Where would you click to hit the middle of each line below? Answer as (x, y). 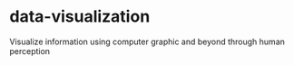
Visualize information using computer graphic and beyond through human (147, 42)
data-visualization (80, 17)
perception (30, 51)
